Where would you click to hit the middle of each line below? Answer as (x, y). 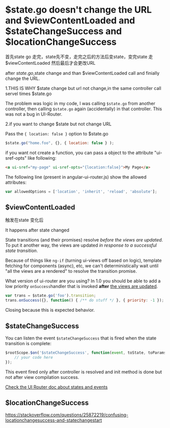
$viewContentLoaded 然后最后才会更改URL (50, 63)
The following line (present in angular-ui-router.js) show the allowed (76, 177)
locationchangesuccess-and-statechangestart (54, 420)
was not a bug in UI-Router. (34, 114)
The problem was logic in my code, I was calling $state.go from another (80, 103)
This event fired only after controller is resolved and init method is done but (84, 372)
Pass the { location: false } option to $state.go (57, 133)
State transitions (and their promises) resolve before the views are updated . (84, 240)
